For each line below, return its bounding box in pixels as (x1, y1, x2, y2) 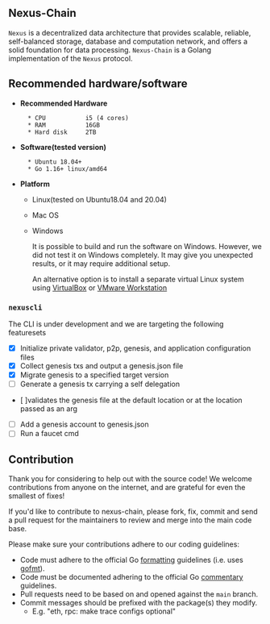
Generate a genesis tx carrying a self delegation (19, 379, 181, 389)
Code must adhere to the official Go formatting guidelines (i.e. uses (19, 555, 243, 565)
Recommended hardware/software (8, 77, 188, 91)
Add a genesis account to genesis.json (19, 419, 149, 430)
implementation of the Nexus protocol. (8, 53, 133, 63)
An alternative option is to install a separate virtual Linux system (31, 274, 244, 284)
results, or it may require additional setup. (31, 258, 171, 268)
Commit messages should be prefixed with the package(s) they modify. (19, 598, 258, 608)
